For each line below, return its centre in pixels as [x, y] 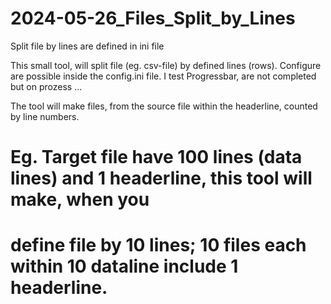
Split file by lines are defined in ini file [87, 46]
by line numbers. [45, 116]
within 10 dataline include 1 [124, 266]
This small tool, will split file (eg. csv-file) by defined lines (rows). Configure [166, 65]
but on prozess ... [46, 86]
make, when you [80, 199]
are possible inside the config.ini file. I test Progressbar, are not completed [163, 76]
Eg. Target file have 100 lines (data [156, 157]
